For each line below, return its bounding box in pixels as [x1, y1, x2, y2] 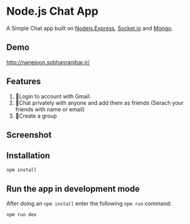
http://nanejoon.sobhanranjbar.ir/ [6, 58, 90, 65]
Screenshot [6, 130, 52, 140]
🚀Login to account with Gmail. [15, 92, 91, 100]
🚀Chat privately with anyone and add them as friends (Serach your [15, 99, 184, 106]
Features [6, 77, 41, 87]
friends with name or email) [15, 105, 85, 113]
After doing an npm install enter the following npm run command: [6, 200, 172, 207]
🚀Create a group [15, 112, 57, 119]
